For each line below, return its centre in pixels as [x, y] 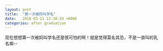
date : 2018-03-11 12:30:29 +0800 [41, 18]
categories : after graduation [36, 23]
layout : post [18, 9]
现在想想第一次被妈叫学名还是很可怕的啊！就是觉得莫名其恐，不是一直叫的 [79, 37]
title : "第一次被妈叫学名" [30, 14]
